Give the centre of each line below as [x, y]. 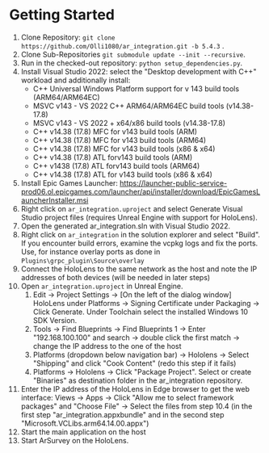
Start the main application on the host [83, 432]
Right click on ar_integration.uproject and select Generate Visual [132, 208]
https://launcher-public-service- [173, 182]
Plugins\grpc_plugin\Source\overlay [82, 261]
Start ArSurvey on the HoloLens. [75, 440]
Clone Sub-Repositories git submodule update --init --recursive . [133, 54]
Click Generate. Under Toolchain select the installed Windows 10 [141, 312]
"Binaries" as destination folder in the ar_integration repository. [138, 380]
